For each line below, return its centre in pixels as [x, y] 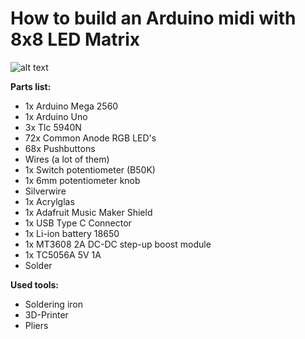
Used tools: [35, 284]
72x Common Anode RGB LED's [90, 138]
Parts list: [31, 86]
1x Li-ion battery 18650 [72, 233]
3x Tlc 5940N [53, 127]
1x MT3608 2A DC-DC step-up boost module [118, 244]
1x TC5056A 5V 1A [63, 254]
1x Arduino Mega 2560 [71, 106]
